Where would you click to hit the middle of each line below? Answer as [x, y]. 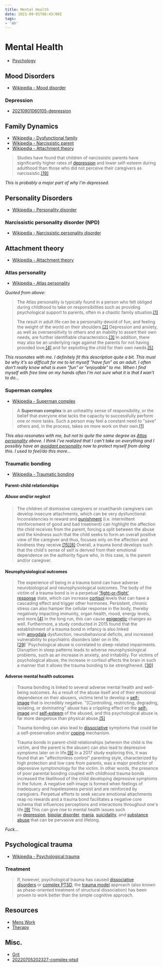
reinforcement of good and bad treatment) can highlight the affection [86, 524]
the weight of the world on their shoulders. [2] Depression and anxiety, [87, 327]
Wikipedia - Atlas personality [41, 283]
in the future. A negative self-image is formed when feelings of [80, 783]
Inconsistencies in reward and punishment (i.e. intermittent [76, 519]
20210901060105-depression [42, 111]
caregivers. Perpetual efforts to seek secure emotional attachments [84, 794]
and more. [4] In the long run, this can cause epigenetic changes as [84, 618]
